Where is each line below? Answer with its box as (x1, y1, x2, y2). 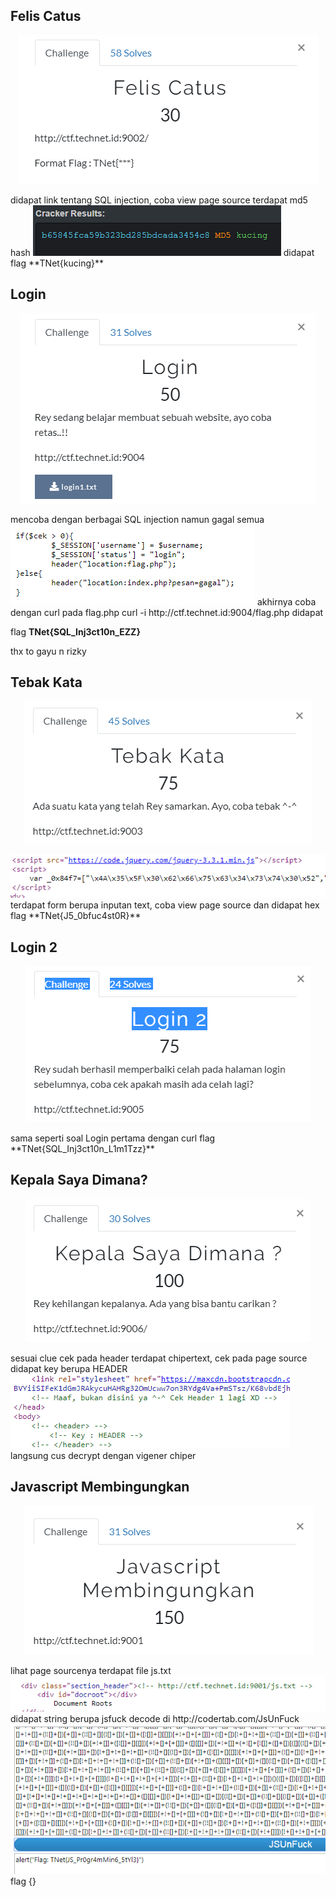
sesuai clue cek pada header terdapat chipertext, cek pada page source (10, 1352, 308, 1364)
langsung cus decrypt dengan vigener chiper (10, 1449, 197, 1461)
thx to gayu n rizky (10, 645, 87, 657)
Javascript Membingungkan (10, 1479, 190, 1496)
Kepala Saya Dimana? (10, 1172, 148, 1189)
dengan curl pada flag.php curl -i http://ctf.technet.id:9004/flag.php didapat (10, 606, 324, 618)
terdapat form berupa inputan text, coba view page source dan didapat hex (10, 899, 320, 911)
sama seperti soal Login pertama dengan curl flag (10, 1132, 216, 1144)
